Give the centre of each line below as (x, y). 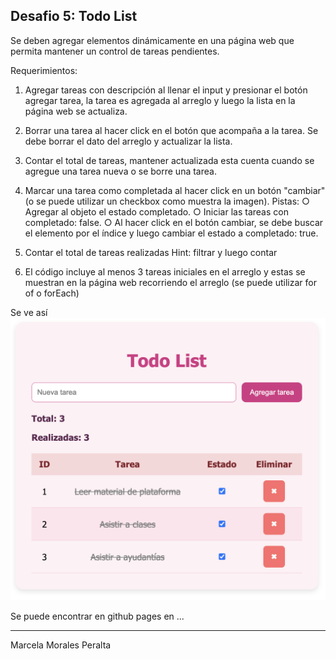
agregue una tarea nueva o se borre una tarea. (120, 171)
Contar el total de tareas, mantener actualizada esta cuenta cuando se (169, 160)
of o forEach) (52, 293)
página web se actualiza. (76, 111)
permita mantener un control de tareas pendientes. (115, 51)
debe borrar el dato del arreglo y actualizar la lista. (128, 141)
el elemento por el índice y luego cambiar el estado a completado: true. (171, 233)
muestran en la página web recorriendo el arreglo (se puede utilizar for (170, 282)
